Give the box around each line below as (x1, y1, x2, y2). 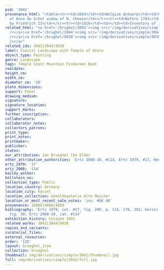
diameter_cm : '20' (5, 80, 42, 85)
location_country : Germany (5, 184, 60, 189)
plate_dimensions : (5, 84, 42, 90)
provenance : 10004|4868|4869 (5, 202, 64, 208)
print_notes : (5, 135, 32, 139)
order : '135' (5, 239, 32, 244)
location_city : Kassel (5, 189, 51, 194)
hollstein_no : (5, 176, 34, 180)
